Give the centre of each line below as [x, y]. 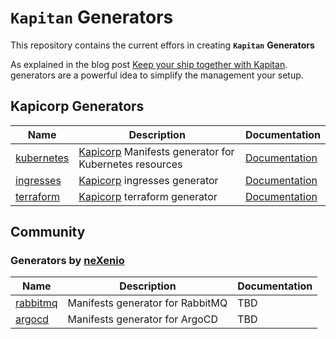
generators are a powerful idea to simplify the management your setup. [157, 75]
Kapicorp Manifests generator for [156, 151]
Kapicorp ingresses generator [148, 180]
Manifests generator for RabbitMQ [147, 303]
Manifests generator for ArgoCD [143, 319]
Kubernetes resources [130, 164]
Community [48, 232]
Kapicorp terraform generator [148, 196]
